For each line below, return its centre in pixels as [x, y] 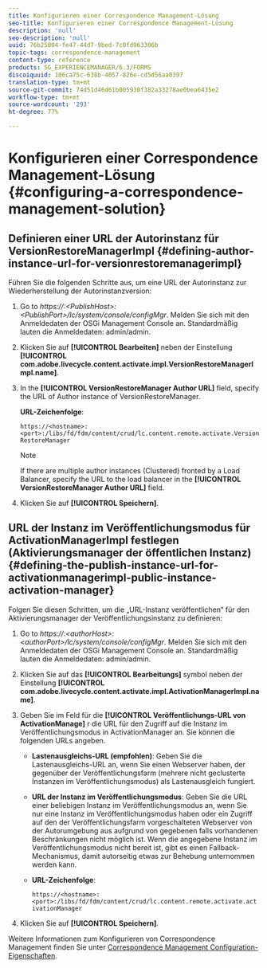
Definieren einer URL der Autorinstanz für [114, 239]
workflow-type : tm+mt [44, 97]
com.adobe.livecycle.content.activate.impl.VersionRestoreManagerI [136, 364]
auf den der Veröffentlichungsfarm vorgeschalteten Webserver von [142, 822]
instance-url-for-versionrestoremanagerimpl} [126, 263]
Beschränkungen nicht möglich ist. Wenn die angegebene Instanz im [144, 839]
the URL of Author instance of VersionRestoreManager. [110, 396]
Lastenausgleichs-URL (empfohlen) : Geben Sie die [117, 756]
